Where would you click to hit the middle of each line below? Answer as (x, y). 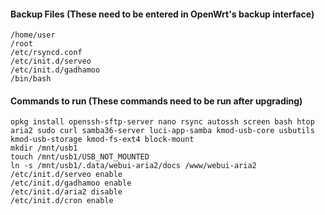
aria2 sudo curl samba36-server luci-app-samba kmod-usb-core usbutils (162, 131)
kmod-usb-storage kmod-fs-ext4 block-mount (102, 140)
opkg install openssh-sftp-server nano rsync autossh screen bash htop (162, 122)
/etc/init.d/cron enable (62, 201)
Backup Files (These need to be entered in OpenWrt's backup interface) (162, 14)
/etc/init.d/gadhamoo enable (71, 183)
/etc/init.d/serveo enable (66, 175)
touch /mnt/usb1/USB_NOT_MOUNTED (80, 157)
